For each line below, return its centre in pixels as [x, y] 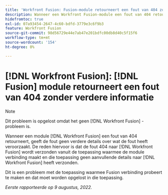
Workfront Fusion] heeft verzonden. [42, 162]
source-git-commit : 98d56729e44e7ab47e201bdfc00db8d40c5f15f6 [71, 33]
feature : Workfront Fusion [33, 28]
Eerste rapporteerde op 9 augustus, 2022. [49, 187]
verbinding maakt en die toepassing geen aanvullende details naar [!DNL [80, 157]
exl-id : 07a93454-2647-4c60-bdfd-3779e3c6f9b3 [54, 24]
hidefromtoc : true [24, 19]
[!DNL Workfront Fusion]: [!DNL [72, 76]
